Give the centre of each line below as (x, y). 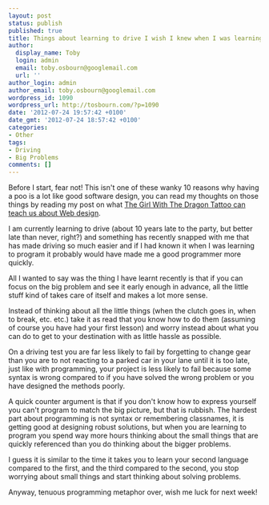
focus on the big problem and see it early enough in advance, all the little (128, 287)
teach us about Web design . (55, 213)
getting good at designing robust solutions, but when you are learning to (127, 427)
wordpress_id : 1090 (41, 98)
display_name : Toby (48, 53)
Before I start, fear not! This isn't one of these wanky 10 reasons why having (134, 188)
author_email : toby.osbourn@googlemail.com (82, 90)
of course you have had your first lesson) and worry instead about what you (133, 328)
